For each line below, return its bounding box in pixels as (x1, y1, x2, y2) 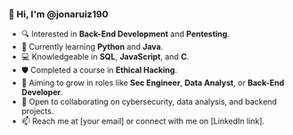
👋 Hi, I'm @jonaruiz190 (8, 8, 109, 20)
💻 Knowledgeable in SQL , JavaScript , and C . (20, 52, 190, 62)
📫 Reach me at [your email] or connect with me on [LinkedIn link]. (20, 115, 265, 127)
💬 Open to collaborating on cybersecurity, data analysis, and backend (20, 97, 278, 107)
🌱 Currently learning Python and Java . (20, 42, 164, 52)
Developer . (20, 87, 63, 98)
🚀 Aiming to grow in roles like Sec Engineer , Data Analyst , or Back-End (20, 77, 285, 88)
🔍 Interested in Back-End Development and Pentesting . (20, 28, 231, 39)
